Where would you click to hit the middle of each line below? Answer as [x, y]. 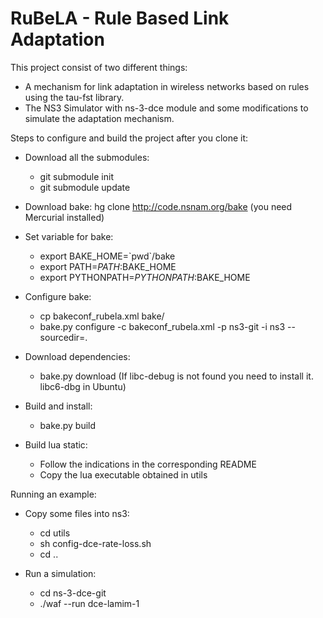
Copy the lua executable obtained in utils [123, 474]
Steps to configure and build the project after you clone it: [129, 138]
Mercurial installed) [64, 217]
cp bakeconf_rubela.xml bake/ [102, 316]
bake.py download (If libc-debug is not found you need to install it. [176, 376]
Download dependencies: [77, 356]
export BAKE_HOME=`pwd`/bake [107, 256]
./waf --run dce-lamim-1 [89, 603]
